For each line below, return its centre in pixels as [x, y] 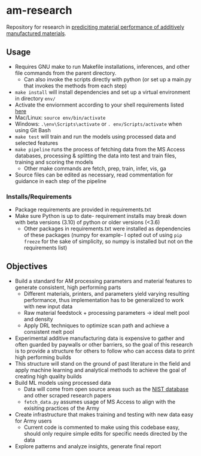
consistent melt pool [49, 332]
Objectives [27, 267]
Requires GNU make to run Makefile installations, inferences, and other [102, 66]
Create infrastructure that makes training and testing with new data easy [104, 414]
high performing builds [43, 357]
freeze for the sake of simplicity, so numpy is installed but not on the [108, 241]
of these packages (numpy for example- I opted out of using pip [103, 235]
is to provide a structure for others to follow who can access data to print [105, 351]
